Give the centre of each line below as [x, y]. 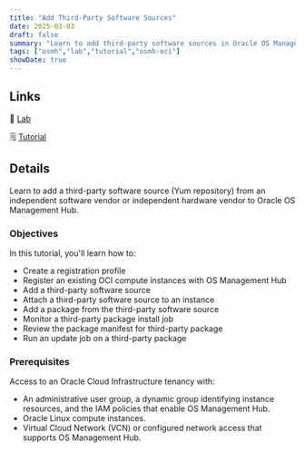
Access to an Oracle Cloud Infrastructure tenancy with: [112, 381]
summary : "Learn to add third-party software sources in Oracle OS [140, 43]
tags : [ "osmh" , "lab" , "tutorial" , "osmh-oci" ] [95, 52]
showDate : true [38, 60]
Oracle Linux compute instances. [84, 418]
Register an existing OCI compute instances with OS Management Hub [155, 280]
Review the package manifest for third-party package [123, 329]
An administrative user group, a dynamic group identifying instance [148, 399]
